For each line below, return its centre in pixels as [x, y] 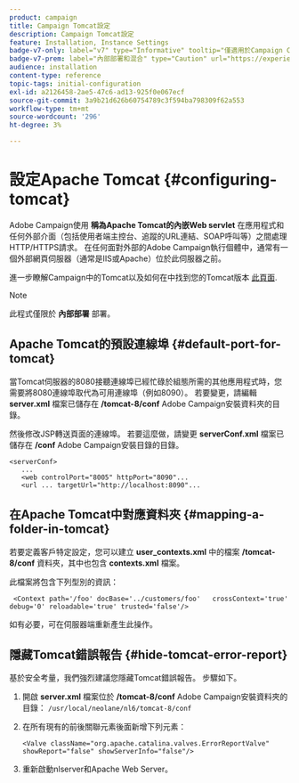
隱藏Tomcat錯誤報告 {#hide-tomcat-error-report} [148, 654]
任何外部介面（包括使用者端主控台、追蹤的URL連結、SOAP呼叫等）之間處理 [148, 236]
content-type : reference [55, 76]
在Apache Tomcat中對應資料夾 [95, 514]
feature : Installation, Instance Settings [89, 42]
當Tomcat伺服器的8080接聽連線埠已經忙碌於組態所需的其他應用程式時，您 [146, 381]
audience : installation [53, 68]
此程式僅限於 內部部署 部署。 [62, 314]
